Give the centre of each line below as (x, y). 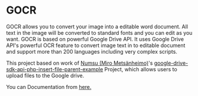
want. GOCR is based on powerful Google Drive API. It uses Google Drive (95, 39)
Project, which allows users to (141, 69)
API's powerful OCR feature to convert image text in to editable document (96, 45)
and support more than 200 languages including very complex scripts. (92, 51)
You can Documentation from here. (49, 87)
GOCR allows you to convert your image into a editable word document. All (97, 27)
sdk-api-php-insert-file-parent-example (55, 69)
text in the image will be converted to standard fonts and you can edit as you (99, 32)
